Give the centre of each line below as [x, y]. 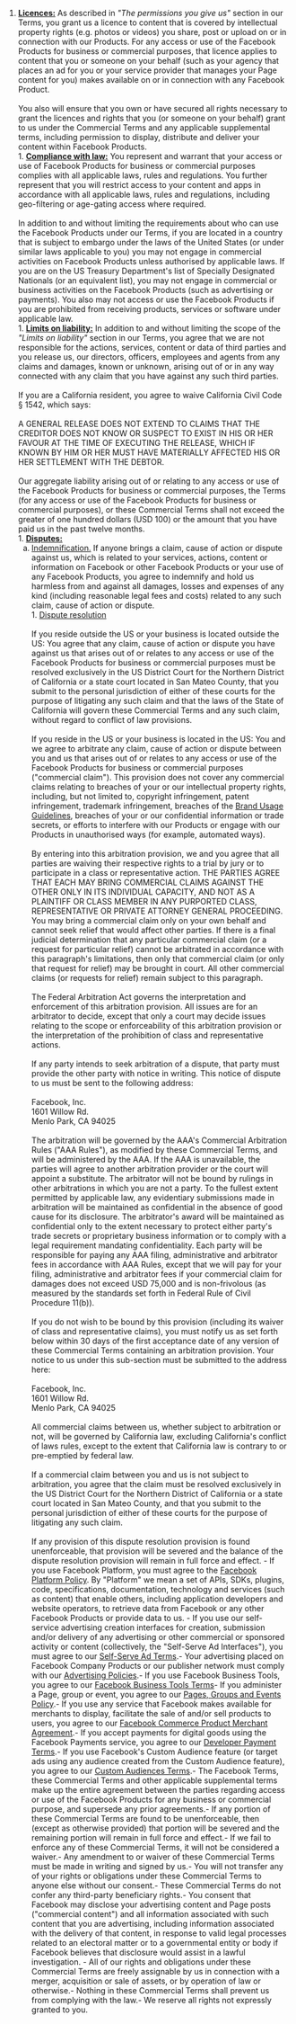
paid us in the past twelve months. [81, 529]
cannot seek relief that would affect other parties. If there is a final [153, 930]
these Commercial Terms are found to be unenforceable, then [145, 1819]
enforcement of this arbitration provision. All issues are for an [144, 1007]
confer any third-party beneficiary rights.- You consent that [141, 1895]
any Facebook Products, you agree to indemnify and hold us [143, 576]
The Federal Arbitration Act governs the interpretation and [139, 997]
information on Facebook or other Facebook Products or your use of [157, 567]
